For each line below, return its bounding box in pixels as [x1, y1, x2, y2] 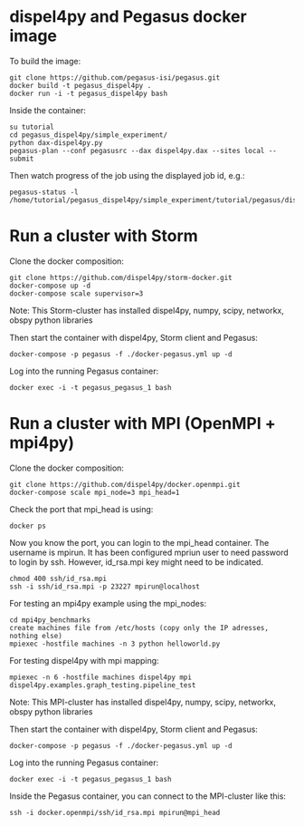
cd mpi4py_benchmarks [9, 615, 91, 625]
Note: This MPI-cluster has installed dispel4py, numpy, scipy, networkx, [9, 696, 277, 707]
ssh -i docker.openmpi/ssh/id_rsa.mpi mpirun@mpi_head [9, 808, 221, 817]
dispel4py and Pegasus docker [9, 6, 247, 27]
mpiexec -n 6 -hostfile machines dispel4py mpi [9, 673, 193, 682]
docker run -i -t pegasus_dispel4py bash [9, 89, 168, 98]
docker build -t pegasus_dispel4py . [9, 81, 152, 90]
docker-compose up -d [9, 281, 91, 290]
